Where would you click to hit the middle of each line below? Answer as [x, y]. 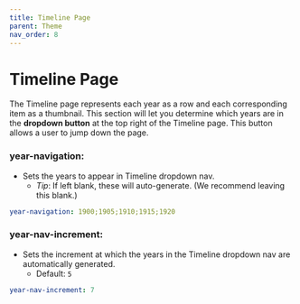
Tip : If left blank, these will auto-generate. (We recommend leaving [160, 185]
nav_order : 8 [34, 34]
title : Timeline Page [50, 18]
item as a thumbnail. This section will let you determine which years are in [147, 114]
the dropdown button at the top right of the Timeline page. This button [141, 124]
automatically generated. [69, 263]
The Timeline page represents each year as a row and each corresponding [148, 104]
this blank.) [57, 195]
